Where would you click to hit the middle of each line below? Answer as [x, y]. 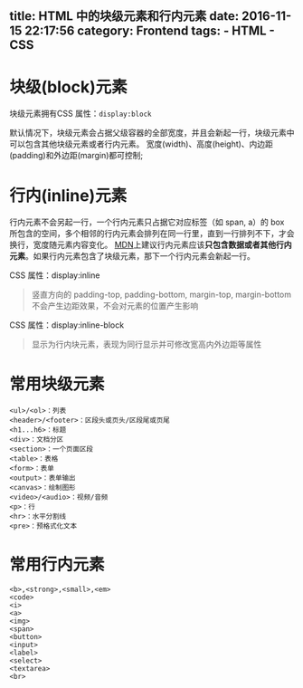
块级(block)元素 [69, 86]
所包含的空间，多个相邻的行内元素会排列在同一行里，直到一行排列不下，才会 [152, 234]
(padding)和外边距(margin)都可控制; [76, 156]
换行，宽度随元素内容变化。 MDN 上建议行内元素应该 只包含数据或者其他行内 [151, 245]
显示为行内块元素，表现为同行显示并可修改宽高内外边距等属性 [147, 344]
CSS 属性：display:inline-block [67, 325]
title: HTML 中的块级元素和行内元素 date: [124, 16]
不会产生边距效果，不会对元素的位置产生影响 [115, 306]
